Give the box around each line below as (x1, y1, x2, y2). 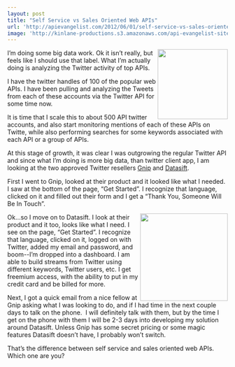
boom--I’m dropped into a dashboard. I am (7, 250, 131, 259)
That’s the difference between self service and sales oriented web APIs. (7, 344, 215, 353)
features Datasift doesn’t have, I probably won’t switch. (7, 331, 166, 339)
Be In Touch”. (7, 200, 45, 208)
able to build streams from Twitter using (7, 258, 122, 266)
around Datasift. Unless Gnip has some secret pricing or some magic (7, 323, 206, 332)
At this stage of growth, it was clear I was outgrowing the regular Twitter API (7, 149, 227, 157)
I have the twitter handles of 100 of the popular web (7, 78, 156, 86)
